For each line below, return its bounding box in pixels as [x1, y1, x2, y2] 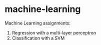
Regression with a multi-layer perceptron [11, 29, 96, 35]
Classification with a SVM [11, 35, 65, 41]
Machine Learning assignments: [4, 20, 71, 26]
